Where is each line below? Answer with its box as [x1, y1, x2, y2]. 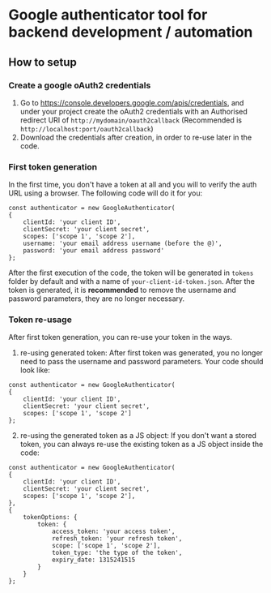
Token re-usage [8, 314, 73, 325]
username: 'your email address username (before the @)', [23, 239, 222, 248]
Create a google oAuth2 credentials [8, 79, 151, 91]
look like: [19, 365, 50, 375]
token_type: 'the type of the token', [51, 549, 183, 557]
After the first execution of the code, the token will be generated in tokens [8, 268, 254, 277]
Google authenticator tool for [8, 6, 208, 24]
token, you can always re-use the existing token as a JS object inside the [19, 440, 264, 449]
